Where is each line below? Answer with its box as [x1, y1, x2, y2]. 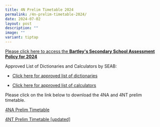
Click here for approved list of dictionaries [12, 73, 97, 79]
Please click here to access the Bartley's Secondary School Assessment [5, 48, 155, 54]
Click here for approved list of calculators [12, 82, 96, 88]
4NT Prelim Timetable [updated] [5, 116, 70, 122]
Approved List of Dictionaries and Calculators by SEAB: [5, 63, 117, 69]
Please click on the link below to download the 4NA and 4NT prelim [5, 92, 142, 98]
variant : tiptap [5, 35, 38, 40]
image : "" [5, 30, 26, 35]
